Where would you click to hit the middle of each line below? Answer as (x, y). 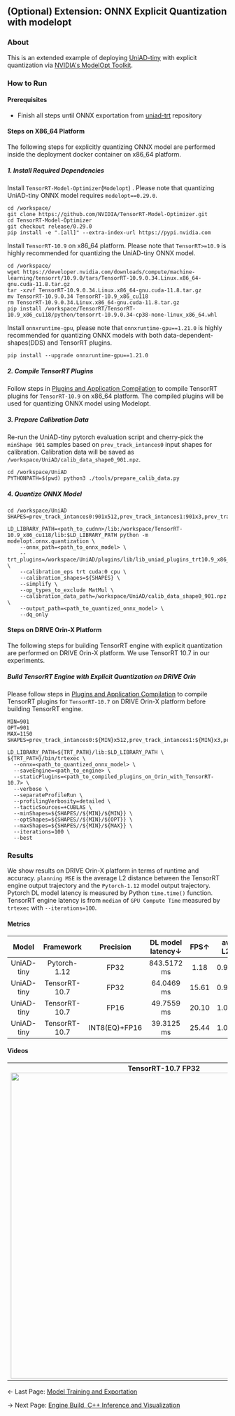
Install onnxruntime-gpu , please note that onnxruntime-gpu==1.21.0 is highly (115, 327)
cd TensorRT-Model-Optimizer (50, 220)
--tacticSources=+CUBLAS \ (53, 808)
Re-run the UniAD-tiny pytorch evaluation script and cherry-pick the (106, 437)
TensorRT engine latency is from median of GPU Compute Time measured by (114, 901)
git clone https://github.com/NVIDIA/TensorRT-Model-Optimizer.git (108, 214)
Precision (115, 947)
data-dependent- (188, 335)
